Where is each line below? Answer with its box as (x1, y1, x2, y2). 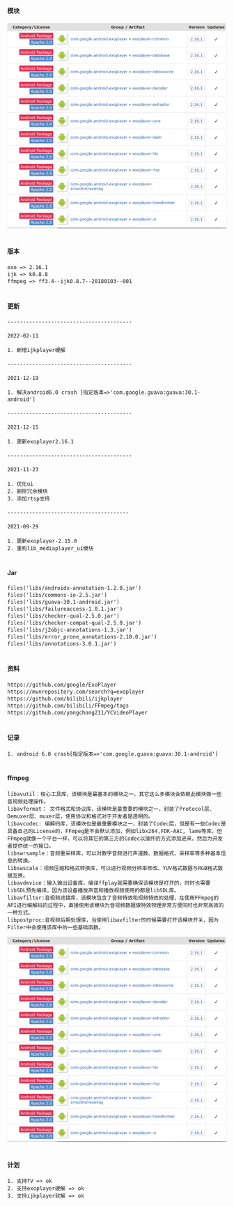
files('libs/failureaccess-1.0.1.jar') (7, 606, 123, 613)
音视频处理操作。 (7, 797, 49, 805)
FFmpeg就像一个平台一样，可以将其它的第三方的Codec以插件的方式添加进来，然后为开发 (7, 835, 223, 842)
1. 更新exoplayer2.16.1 (7, 438, 75, 445)
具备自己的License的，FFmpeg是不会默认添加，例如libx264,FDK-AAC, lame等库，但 (7, 827, 223, 834)
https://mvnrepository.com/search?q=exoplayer (7, 688, 145, 695)
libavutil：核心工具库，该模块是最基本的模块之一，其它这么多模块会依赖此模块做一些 (7, 791, 222, 797)
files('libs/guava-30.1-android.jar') (7, 599, 120, 606)
